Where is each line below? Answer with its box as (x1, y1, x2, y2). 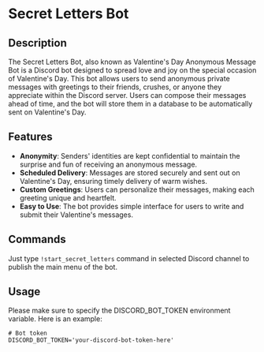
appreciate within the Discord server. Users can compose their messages (8, 91, 247, 99)
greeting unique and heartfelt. (19, 193, 117, 202)
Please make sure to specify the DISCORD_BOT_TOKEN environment (8, 305, 231, 316)
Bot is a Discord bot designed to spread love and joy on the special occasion (8, 66, 257, 75)
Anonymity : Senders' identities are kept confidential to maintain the (19, 151, 240, 160)
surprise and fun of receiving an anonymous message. (19, 159, 198, 169)
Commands (8, 233, 67, 246)
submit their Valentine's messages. (19, 210, 134, 219)
